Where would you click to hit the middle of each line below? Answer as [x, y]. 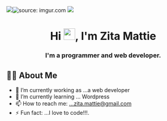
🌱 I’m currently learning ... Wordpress [62, 96]
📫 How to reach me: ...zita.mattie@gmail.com [73, 103]
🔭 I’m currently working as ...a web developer [72, 90]
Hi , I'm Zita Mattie [103, 36]
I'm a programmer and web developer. [103, 55]
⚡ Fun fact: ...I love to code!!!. [52, 112]
